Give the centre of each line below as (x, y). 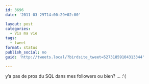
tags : (11, 38)
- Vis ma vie (24, 34)
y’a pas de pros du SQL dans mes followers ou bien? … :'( (66, 76)
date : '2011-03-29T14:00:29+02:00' (43, 15)
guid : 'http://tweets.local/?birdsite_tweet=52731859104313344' (75, 57)
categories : (18, 29)
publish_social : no (26, 52)
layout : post (19, 24)
